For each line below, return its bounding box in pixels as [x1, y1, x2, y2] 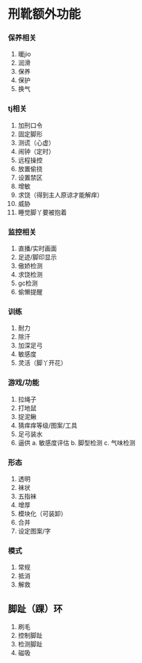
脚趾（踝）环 [8, 602, 63, 614]
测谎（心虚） [17, 138, 55, 147]
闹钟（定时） [17, 147, 55, 155]
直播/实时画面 [17, 244, 57, 253]
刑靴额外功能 [8, 6, 82, 22]
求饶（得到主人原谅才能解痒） [17, 191, 103, 199]
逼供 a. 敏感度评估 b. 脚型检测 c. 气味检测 [17, 438, 136, 447]
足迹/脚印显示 [17, 253, 57, 262]
